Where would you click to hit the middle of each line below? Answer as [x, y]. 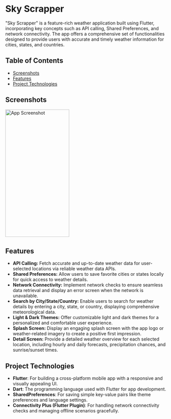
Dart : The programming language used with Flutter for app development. [89, 389]
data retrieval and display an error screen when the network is [78, 291]
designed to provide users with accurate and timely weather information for [85, 39]
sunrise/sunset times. [35, 350]
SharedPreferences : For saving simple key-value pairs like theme [82, 395]
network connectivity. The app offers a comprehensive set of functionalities [85, 34]
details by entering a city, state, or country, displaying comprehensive [86, 307]
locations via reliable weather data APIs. [74, 269]
